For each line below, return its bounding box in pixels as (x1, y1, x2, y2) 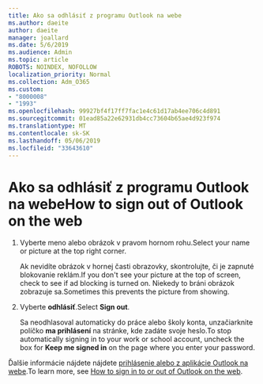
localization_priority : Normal (8, 70, 111, 78)
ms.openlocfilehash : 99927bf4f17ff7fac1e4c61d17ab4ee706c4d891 (8, 108, 221, 116)
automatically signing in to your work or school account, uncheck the (19, 334, 245, 344)
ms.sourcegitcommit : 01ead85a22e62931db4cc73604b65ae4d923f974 (8, 115, 221, 123)
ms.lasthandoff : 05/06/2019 (8, 136, 101, 145)
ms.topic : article (8, 56, 69, 64)
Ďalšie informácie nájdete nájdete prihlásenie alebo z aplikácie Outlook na (8, 358, 249, 368)
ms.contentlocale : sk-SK (8, 129, 90, 137)
